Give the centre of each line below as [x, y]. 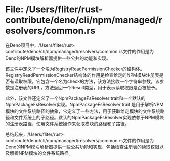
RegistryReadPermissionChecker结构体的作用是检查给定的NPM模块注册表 [82, 75]
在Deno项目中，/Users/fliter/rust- [40, 45]
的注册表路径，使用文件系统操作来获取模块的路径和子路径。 [67, 123]
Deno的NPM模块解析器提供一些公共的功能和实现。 [58, 58]
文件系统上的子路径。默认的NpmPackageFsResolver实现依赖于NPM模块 [89, 117]
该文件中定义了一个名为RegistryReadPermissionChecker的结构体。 [75, 69]
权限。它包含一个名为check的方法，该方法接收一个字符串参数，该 [91, 81]
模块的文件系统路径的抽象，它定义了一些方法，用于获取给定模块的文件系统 [83, 111]
